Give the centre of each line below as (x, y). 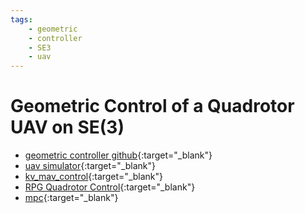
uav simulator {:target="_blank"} (90, 166)
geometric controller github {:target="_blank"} (118, 155)
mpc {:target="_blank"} (71, 198)
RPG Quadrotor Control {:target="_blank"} (110, 187)
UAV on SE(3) (67, 127)
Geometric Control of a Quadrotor (152, 106)
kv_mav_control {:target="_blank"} (94, 177)
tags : (21, 19)
